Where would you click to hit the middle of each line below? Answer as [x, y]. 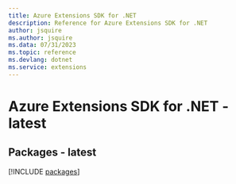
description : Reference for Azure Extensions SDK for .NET [108, 23]
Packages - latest [52, 153]
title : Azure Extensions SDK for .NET [72, 15]
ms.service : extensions [48, 67]
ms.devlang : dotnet [41, 60]
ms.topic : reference [43, 52]
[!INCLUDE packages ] [44, 171]
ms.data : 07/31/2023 [43, 45]
